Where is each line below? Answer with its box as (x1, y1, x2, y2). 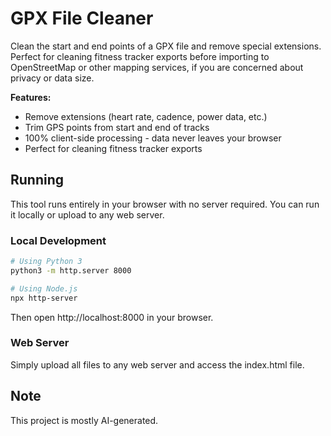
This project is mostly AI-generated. (10, 414, 159, 426)
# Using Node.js (10, 283, 78, 294)
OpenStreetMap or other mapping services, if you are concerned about (10, 61, 304, 73)
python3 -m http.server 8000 (10, 265, 132, 276)
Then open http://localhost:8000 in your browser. (10, 311, 214, 323)
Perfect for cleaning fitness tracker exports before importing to (10, 50, 270, 62)
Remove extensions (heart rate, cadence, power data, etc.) (24, 110, 268, 122)
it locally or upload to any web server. (10, 208, 165, 221)
